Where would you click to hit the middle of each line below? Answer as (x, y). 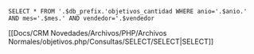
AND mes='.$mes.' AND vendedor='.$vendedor (82, 18)
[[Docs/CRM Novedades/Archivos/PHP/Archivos (88, 33)
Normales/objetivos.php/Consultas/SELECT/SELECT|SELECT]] (111, 41)
